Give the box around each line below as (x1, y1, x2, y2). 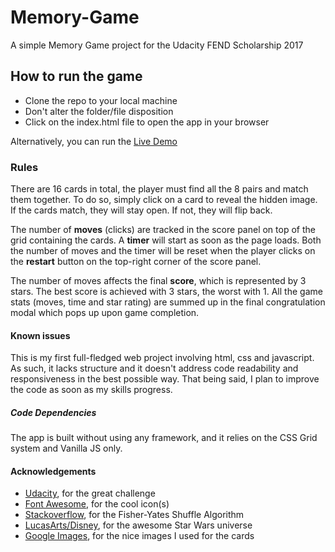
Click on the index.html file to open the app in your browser (24, 116, 270, 128)
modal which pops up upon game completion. (10, 307, 200, 319)
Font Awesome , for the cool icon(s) (24, 498, 170, 510)
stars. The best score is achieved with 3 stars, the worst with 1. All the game (10, 286, 323, 298)
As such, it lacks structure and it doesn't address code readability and (10, 362, 299, 375)
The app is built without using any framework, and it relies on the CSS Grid (10, 432, 318, 444)
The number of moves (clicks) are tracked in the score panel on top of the (10, 224, 316, 236)
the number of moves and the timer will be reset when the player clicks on (10, 245, 316, 257)
